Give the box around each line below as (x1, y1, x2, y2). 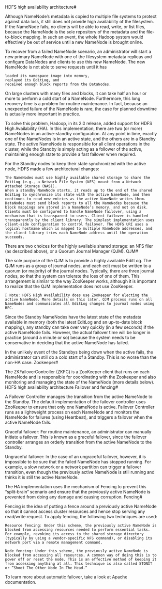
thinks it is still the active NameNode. (5, 475, 79, 480)
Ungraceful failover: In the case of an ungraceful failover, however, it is (5, 454, 146, 460)
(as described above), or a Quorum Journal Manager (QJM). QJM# (5, 248, 139, 254)
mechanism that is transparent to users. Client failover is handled (5, 213, 148, 218)
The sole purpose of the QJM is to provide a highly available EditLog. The (5, 258, 151, 263)
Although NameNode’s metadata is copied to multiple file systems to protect (5, 14, 157, 19)
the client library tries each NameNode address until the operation (5, 230, 148, 235)
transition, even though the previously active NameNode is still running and (5, 469, 155, 475)
